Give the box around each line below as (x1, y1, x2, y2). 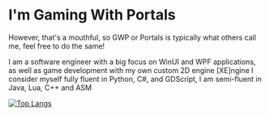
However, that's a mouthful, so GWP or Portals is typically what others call (8, 32, 257, 42)
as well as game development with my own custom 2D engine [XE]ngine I (8, 65, 254, 75)
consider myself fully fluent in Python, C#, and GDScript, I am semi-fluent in (8, 74, 262, 84)
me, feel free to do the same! (8, 41, 105, 50)
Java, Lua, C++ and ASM (8, 83, 92, 92)
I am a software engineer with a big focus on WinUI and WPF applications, (8, 57, 256, 67)
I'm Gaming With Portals (8, 6, 176, 24)
